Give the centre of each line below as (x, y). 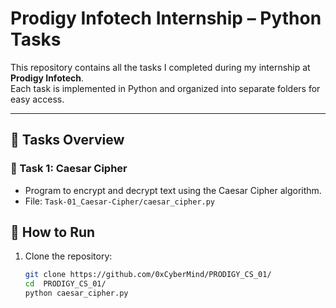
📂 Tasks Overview (67, 140)
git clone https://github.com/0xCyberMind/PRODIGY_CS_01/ (148, 275)
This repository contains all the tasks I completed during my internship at (160, 67)
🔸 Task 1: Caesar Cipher (69, 169)
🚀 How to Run (53, 232)
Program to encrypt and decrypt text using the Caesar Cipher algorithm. (173, 190)
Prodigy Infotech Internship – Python (166, 18)
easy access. (37, 99)
